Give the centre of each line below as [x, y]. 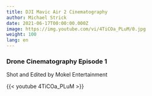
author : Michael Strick [37, 18]
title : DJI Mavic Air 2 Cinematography [57, 12]
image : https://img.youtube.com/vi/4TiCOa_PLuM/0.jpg [76, 29]
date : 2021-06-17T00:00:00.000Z [47, 23]
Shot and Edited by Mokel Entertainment [57, 75]
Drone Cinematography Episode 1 [57, 61]
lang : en [17, 40]
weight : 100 [21, 35]
